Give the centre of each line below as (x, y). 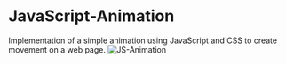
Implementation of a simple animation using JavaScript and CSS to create (143, 40)
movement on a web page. (57, 49)
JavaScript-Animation (91, 16)
